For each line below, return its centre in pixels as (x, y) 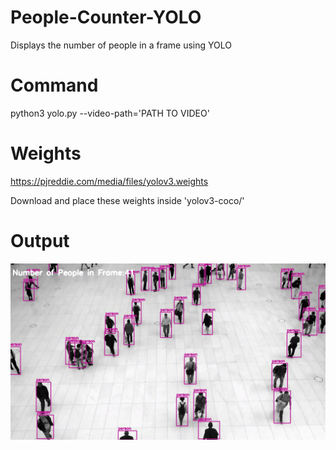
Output (40, 241)
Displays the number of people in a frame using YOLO (121, 45)
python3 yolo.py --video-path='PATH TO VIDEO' (110, 113)
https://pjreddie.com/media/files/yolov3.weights (109, 181)
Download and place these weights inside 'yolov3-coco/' (127, 200)
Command (54, 85)
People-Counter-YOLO (106, 17)
